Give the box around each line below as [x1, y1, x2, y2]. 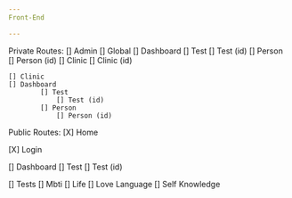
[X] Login [8, 144, 43, 154]
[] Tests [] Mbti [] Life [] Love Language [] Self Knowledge [8, 178, 221, 189]
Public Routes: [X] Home [8, 127, 99, 137]
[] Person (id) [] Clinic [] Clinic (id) [8, 54, 133, 65]
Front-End [8, 12, 45, 22]
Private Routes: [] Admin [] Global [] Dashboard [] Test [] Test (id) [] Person [8, 45, 284, 56]
